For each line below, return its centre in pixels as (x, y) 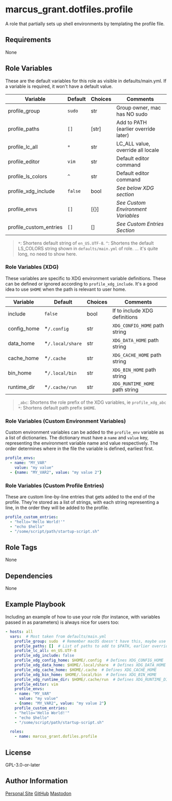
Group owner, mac (139, 107)
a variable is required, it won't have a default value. (59, 86)
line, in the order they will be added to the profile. (57, 508)
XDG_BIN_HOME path (134, 369)
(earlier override (136, 128)
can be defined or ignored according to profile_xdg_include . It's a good (81, 284)
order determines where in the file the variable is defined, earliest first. (80, 449)
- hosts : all (19, 631)
